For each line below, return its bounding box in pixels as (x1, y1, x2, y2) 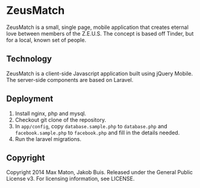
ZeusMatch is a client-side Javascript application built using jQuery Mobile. (6, 70, 193, 77)
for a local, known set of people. (6, 36, 86, 43)
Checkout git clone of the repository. (14, 116, 107, 124)
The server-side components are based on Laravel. (6, 76, 134, 83)
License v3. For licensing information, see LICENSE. (6, 175, 135, 183)
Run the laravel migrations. (14, 135, 81, 142)
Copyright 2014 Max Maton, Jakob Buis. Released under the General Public (6, 169, 193, 176)
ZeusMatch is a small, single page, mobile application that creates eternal (6, 23, 189, 31)
